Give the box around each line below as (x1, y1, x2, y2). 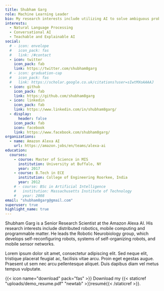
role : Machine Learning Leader (5, 12, 69, 17)
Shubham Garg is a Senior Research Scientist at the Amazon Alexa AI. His (5, 220, 153, 226)
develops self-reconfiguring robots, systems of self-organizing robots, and (5, 236, 156, 242)
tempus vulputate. (5, 266, 41, 272)
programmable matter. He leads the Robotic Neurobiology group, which (5, 230, 149, 237)
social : (5, 39, 21, 44)
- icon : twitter (9, 57, 42, 62)
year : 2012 (18, 180, 41, 185)
